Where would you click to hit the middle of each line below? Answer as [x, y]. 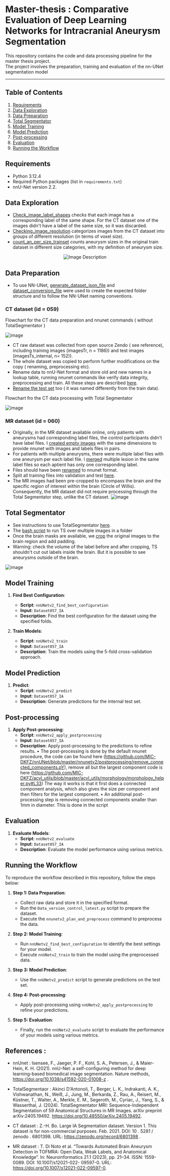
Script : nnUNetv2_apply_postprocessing [61, 735]
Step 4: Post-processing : [39, 994]
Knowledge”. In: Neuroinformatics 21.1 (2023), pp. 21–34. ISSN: [78, 1157]
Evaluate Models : [31, 833]
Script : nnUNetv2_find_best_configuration [64, 605]
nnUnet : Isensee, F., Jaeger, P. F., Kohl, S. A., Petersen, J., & [76, 1063]
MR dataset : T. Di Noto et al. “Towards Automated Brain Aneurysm [82, 1147]
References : [26, 1051]
